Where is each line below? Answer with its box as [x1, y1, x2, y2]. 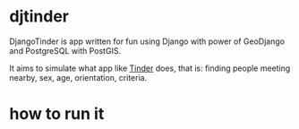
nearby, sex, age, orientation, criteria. [9, 72, 148, 82]
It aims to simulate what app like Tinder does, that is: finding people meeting [9, 63, 291, 73]
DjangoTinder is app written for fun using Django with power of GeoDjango [9, 36, 285, 47]
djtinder [9, 6, 70, 27]
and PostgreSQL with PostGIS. [9, 45, 122, 56]
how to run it [9, 104, 105, 125]
